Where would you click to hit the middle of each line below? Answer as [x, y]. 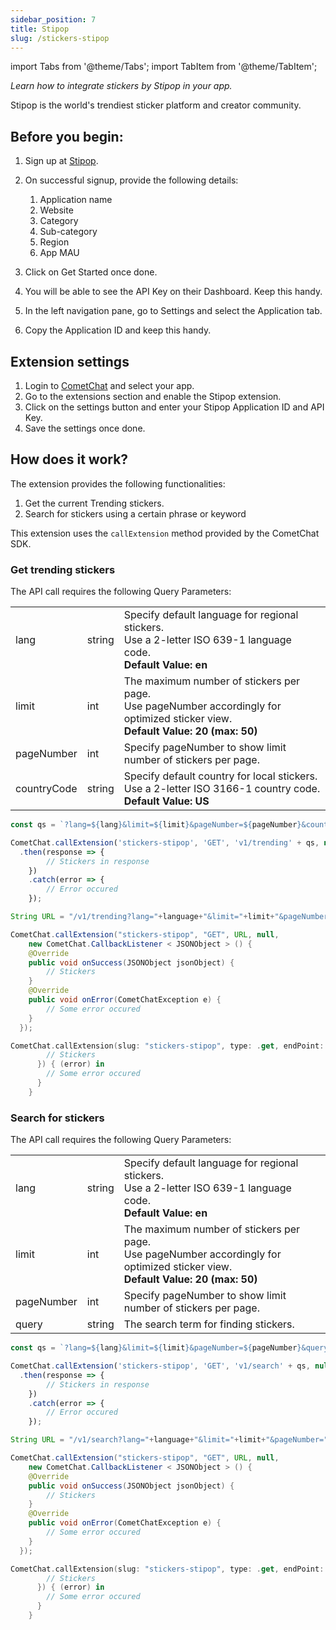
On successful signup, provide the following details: [131, 180]
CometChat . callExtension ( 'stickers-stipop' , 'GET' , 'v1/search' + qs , [160, 1366]
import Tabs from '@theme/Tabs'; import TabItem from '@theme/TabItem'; [164, 67]
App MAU [59, 253]
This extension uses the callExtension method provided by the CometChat [165, 533]
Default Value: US [166, 801]
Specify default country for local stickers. [220, 776]
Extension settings [70, 361]
